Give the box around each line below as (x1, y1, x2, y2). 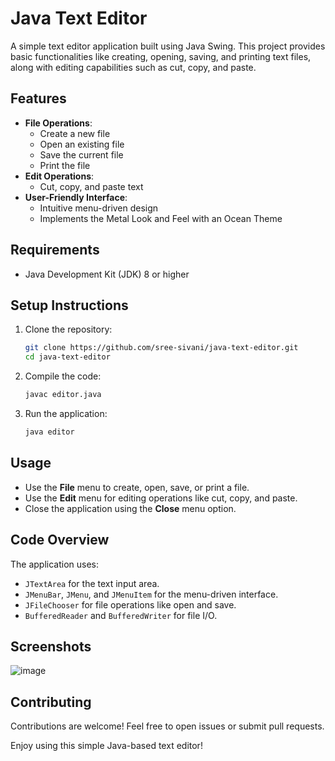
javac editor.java (24, 390, 102, 400)
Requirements (10, 242, 100, 259)
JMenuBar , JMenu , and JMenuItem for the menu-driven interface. (24, 588, 279, 600)
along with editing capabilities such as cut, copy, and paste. (10, 61, 257, 73)
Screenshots (10, 638, 92, 655)
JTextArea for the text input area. (24, 577, 160, 589)
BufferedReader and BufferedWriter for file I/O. (24, 609, 218, 621)
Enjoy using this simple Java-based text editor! (10, 740, 203, 752)
